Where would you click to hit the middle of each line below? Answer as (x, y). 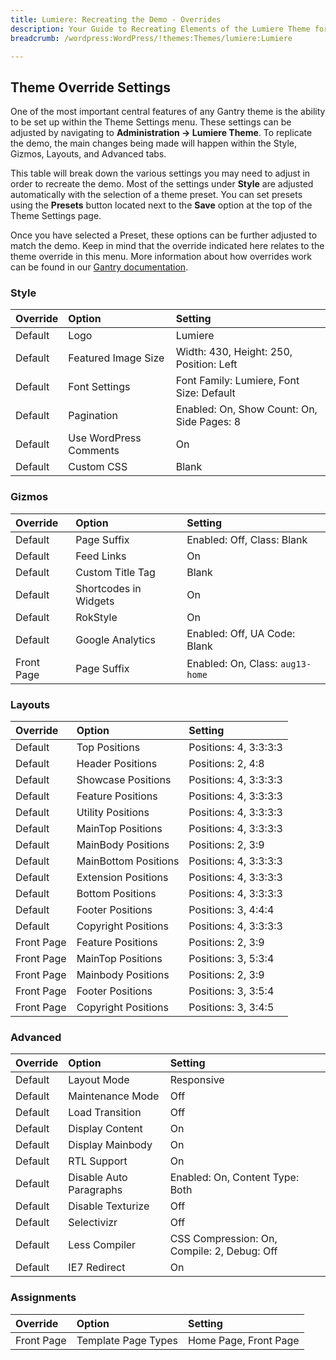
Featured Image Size (116, 358)
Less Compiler (102, 1245)
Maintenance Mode (114, 1096)
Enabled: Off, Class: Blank (247, 539)
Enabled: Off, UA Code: (241, 633)
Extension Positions (122, 878)
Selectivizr (93, 1223)
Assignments (43, 1298)
